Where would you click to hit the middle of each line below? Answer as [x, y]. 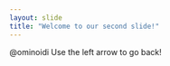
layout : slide [36, 18]
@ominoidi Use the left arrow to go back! [86, 52]
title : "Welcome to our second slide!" [85, 26]
